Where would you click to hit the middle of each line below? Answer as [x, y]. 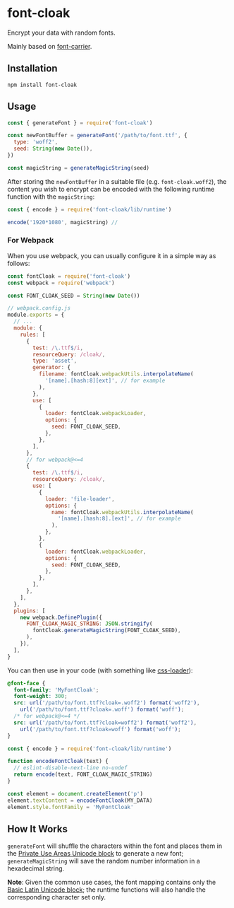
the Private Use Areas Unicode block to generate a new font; [96, 854]
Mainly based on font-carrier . [50, 46]
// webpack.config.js [39, 308]
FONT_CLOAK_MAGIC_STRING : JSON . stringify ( [89, 624]
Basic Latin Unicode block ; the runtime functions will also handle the [106, 890]
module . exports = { [36, 315]
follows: [19, 263]
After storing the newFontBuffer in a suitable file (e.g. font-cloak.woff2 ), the [117, 181]
